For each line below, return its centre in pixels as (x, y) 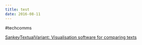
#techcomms (18, 28)
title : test (17, 9)
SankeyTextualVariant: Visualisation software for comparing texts (71, 37)
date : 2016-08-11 (23, 14)
